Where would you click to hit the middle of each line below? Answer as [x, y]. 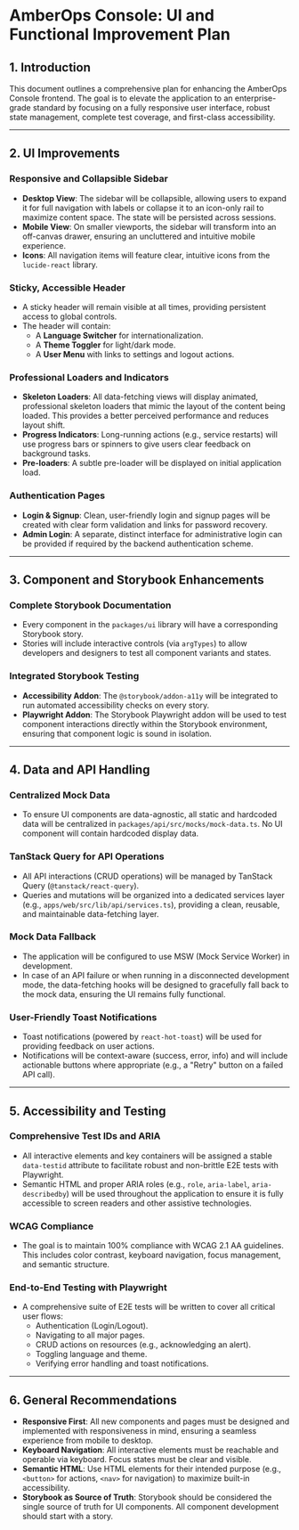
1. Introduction [50, 67]
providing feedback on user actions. [88, 1046]
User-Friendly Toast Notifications [83, 1017]
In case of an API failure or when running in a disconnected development [155, 975]
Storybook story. [53, 634]
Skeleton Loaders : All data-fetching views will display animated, [140, 397]
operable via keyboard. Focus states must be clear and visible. [137, 1460]
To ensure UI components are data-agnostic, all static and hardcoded [149, 814]
